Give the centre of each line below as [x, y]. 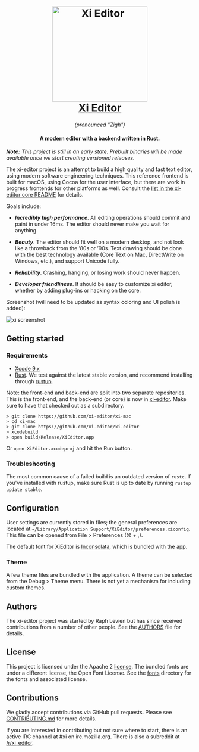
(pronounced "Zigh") [100, 125]
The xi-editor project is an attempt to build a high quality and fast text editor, [99, 169]
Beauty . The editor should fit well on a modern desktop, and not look [99, 242]
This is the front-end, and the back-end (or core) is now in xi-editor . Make [96, 399]
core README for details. [53, 195]
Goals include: [24, 206]
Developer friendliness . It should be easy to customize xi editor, [94, 284]
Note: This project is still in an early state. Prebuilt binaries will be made [94, 151]
